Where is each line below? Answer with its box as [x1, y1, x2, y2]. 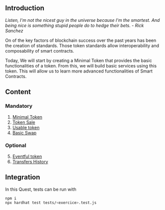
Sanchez [5, 27, 23, 34]
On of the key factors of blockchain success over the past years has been [5, 37, 157, 43]
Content [5, 88, 31, 96]
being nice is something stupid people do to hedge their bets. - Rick [5, 22, 144, 28]
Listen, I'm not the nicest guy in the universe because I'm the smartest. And [5, 17, 160, 23]
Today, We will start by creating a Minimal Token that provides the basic [5, 57, 153, 64]
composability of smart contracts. [5, 48, 75, 54]
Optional [5, 142, 26, 149]
